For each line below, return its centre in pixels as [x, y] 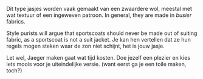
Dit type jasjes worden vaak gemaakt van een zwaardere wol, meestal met [99, 9]
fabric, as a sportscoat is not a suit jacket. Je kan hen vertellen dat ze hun [99, 39]
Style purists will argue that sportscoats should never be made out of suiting [102, 33]
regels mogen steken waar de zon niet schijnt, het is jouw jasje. [86, 46]
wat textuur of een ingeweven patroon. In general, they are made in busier [99, 15]
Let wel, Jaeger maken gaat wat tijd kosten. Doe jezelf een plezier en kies [98, 58]
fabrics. [16, 21]
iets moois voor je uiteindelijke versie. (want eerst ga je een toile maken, [96, 64]
